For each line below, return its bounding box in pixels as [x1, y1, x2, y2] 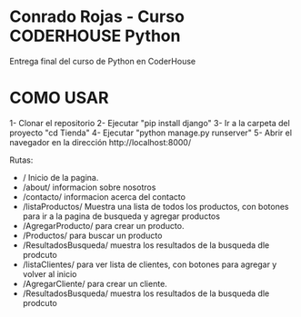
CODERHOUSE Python [9, 25, 181, 46]
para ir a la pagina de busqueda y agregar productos [22, 211, 221, 222]
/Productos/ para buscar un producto [22, 230, 163, 241]
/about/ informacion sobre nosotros [22, 182, 156, 193]
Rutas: [9, 154, 34, 165]
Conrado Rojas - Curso [9, 6, 185, 27]
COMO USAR [9, 88, 109, 108]
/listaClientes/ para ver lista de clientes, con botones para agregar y [22, 259, 277, 270]
